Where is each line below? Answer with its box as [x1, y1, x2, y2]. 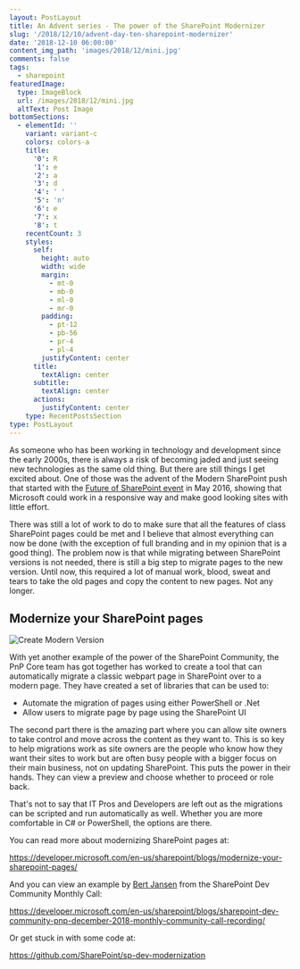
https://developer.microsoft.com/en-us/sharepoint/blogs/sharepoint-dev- [9, 906, 279, 916]
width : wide [41, 263, 87, 271]
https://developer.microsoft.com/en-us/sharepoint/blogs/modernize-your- [9, 852, 283, 863]
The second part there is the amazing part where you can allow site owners [9, 724, 287, 735]
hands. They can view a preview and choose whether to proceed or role [9, 772, 274, 782]
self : [32, 246, 54, 255]
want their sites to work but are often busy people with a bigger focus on [9, 753, 277, 764]
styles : [25, 238, 54, 246]
